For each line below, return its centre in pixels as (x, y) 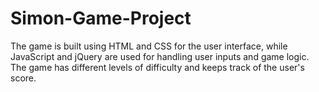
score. (23, 78)
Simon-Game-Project (101, 18)
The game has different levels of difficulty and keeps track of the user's (157, 67)
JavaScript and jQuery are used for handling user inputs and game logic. (160, 56)
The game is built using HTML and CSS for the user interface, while (149, 46)
